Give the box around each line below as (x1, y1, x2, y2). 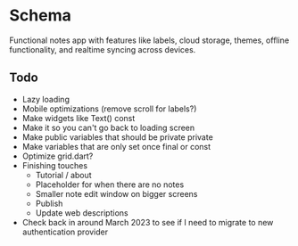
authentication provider (21, 226, 109, 237)
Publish (35, 198, 63, 209)
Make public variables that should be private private (21, 131, 214, 143)
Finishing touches (21, 160, 87, 170)
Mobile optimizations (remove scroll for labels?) (21, 103, 197, 114)
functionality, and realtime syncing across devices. (9, 44, 196, 54)
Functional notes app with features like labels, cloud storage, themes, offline (9, 35, 290, 45)
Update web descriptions (35, 207, 128, 218)
